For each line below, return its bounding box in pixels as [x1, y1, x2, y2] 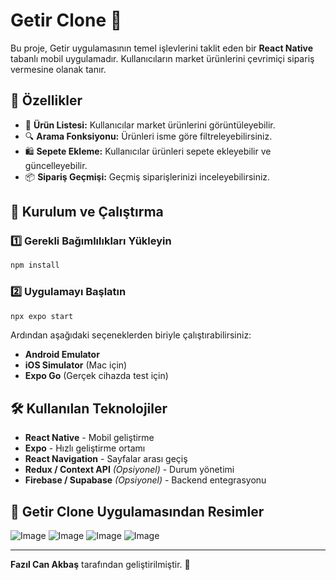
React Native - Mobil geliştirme [24, 432, 155, 444]
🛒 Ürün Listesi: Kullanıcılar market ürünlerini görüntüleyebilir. [24, 119, 276, 131]
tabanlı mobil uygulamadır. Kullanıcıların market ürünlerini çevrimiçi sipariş [10, 52, 315, 64]
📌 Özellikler [10, 92, 83, 109]
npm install [10, 260, 60, 271]
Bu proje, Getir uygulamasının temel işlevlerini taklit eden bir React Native [10, 42, 314, 54]
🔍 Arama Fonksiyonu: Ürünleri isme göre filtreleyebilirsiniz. [24, 130, 273, 142]
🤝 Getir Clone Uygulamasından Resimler [10, 503, 265, 520]
